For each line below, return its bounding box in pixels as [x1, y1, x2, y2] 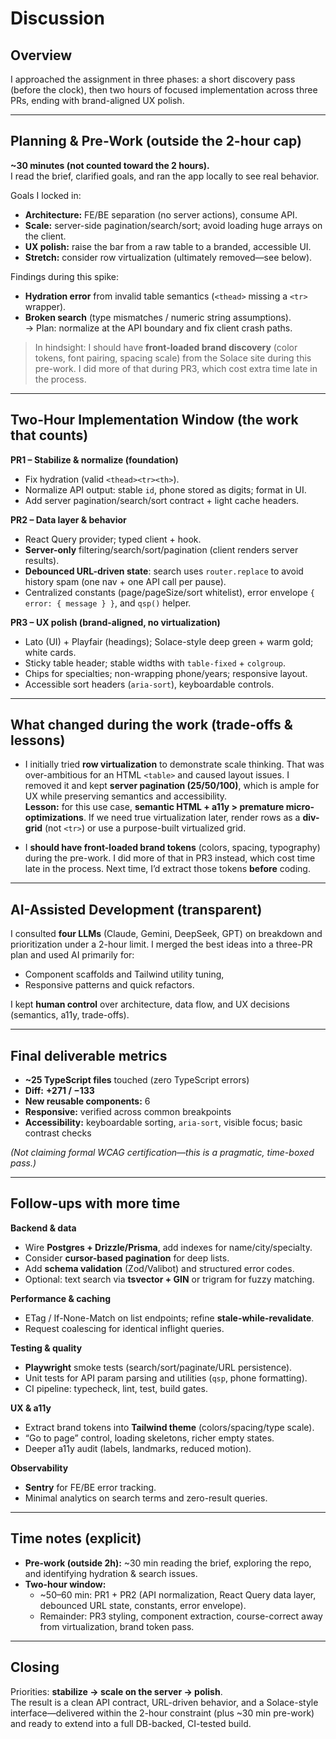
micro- [285, 801, 315, 813]
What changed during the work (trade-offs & [10, 717, 293, 734]
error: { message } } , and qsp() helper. [24, 597, 192, 609]
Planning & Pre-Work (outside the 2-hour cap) [10, 133, 302, 150]
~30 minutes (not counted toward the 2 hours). [10, 159, 210, 171]
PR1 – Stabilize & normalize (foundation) [10, 453, 179, 466]
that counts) [10, 427, 89, 444]
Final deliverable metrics [10, 1047, 168, 1064]
